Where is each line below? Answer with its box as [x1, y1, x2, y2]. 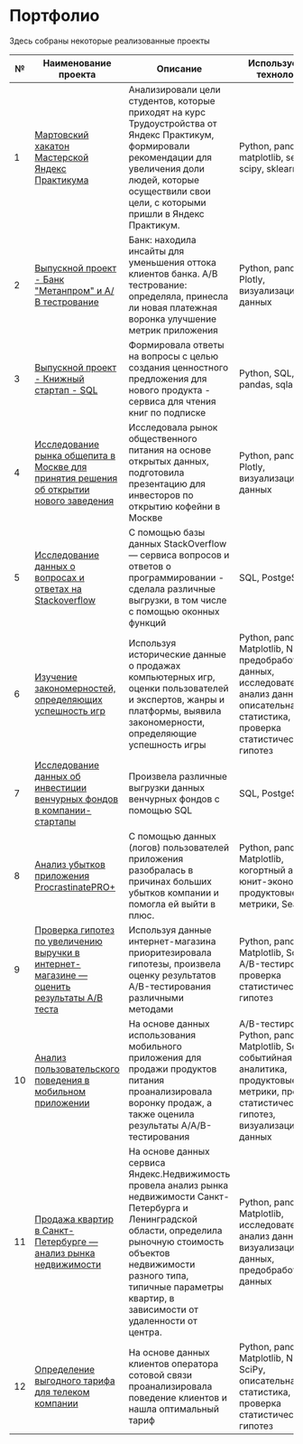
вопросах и [34, 571, 85, 584]
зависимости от [128, 1303, 198, 1316]
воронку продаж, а [128, 1096, 212, 1109]
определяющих [34, 693, 103, 706]
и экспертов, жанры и [128, 693, 225, 706]
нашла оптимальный [128, 1402, 219, 1415]
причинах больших [128, 875, 212, 887]
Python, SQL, [238, 367, 295, 380]
